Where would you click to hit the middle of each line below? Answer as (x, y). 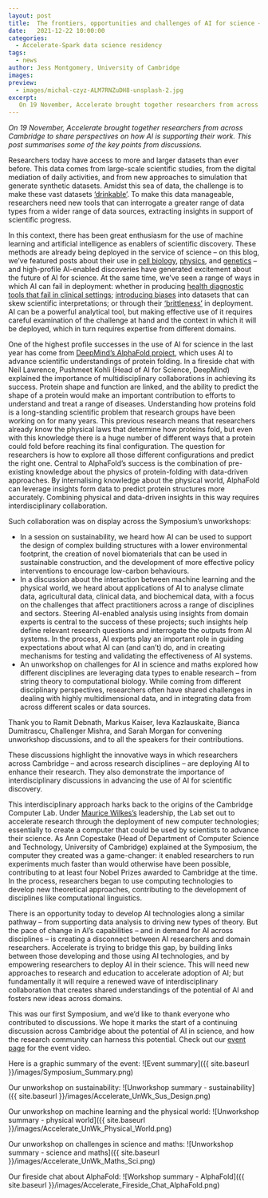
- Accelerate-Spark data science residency (89, 46)
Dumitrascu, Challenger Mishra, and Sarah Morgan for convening (115, 731)
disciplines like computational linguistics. (75, 898)
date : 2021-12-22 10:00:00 (57, 30)
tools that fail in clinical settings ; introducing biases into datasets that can (129, 295)
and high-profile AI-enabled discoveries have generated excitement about (130, 270)
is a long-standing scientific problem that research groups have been (122, 412)
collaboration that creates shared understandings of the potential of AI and (131, 990)
